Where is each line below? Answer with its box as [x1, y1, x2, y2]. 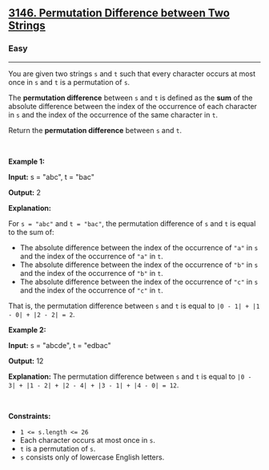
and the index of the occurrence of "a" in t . [19, 251, 164, 261]
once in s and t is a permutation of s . [8, 77, 130, 87]
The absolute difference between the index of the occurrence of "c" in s [19, 277, 259, 286]
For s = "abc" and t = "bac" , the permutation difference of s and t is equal [8, 218, 256, 228]
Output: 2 [8, 188, 42, 197]
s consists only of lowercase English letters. [19, 452, 165, 462]
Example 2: [8, 325, 46, 334]
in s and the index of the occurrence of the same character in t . [8, 110, 219, 120]
